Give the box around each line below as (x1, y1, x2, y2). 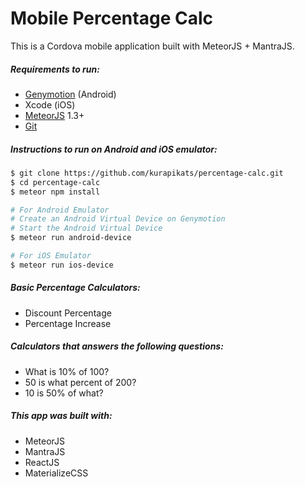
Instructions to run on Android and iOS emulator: (10, 143, 218, 155)
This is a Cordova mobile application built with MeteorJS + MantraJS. (10, 40, 295, 52)
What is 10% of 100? (24, 365, 110, 377)
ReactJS (24, 456, 60, 468)
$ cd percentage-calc (10, 177, 101, 187)
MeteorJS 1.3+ (24, 109, 85, 121)
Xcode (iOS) (24, 98, 76, 111)
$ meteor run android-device (10, 233, 132, 243)
